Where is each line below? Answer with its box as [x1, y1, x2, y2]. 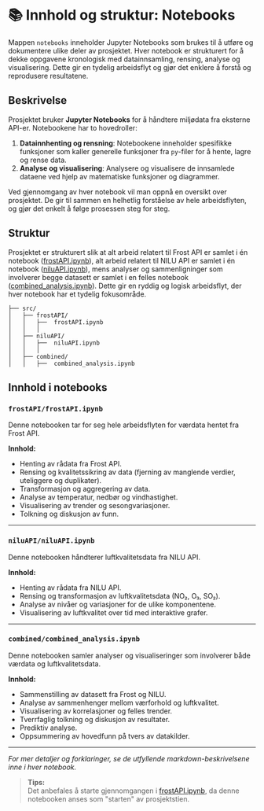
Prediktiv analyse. [19, 723, 78, 732]
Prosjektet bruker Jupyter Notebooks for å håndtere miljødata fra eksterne [8, 115, 251, 124]
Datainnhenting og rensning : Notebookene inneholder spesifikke [19, 138, 232, 148]
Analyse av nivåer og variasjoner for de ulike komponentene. [19, 599, 216, 609]
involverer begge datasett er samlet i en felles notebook [8, 272, 189, 282]
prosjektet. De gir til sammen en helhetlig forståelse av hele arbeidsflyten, [8, 195, 247, 205]
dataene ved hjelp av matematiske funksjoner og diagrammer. [19, 171, 220, 181]
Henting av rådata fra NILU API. [19, 583, 122, 592]
